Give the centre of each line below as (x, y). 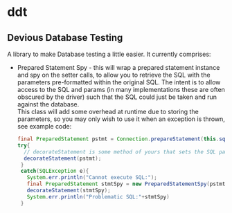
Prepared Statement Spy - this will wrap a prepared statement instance (118, 67)
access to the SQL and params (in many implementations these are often (121, 90)
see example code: (44, 126)
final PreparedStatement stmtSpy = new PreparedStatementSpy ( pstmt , (127, 184)
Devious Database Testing (65, 38)
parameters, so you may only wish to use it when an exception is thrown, (121, 119)
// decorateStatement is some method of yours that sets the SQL (120, 152)
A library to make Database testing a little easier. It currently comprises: (109, 54)
